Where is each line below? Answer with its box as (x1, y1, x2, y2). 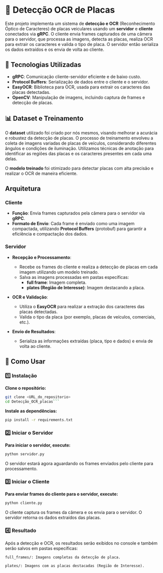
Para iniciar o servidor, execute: (5, 442, 71, 448)
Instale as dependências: (5, 408, 57, 414)
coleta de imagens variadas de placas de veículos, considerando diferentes (5, 140, 157, 146)
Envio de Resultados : (12, 328, 56, 334)
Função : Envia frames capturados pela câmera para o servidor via (12, 210, 145, 216)
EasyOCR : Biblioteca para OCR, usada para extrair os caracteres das (12, 84, 150, 90)
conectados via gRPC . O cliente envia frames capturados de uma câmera (5, 31, 152, 37)
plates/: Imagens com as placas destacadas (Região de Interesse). (5, 563, 145, 568)
